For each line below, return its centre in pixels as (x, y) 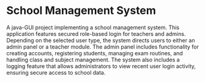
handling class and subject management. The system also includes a (93, 60)
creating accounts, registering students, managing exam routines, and (95, 53)
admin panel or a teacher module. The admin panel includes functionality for (102, 47)
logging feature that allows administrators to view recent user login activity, (101, 66)
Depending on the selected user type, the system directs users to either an (101, 40)
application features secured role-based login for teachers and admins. (96, 33)
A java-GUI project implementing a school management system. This (93, 27)
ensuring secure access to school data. (56, 72)
